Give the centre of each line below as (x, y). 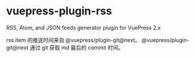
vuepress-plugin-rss (59, 11)
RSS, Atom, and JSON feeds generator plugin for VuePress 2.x (83, 28)
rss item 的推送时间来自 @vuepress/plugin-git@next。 (73, 40)
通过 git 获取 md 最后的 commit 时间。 (77, 47)
